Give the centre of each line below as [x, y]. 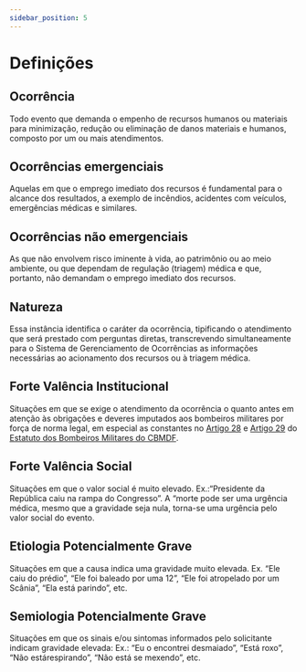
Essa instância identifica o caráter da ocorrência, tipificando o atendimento [151, 329]
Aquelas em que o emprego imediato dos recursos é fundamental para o [146, 189]
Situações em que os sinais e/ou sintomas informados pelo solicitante [141, 638]
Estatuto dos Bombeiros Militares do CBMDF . [94, 437]
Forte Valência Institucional [89, 387]
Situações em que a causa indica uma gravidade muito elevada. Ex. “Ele [145, 568]
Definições [52, 63]
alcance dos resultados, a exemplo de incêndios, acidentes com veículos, [148, 198]
